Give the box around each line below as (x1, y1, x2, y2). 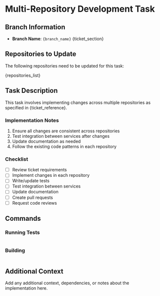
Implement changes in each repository (12, 172, 90, 178)
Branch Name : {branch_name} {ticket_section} (12, 36, 104, 42)
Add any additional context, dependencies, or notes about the (5, 280, 129, 286)
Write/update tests (12, 178, 50, 184)
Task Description (5, 86, 58, 95)
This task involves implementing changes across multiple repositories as (5, 99, 151, 106)
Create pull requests (12, 194, 53, 200)
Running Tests (5, 229, 40, 235)
